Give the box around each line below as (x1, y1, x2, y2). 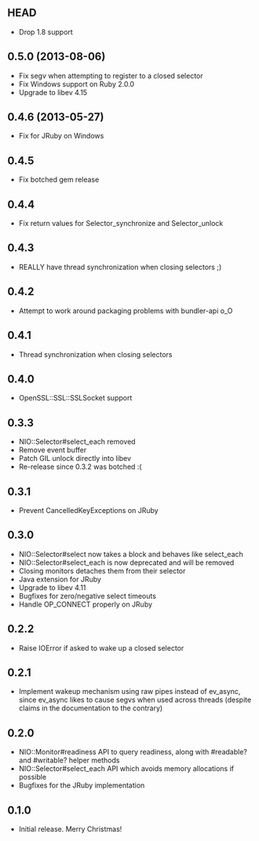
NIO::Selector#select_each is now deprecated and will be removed (18, 558, 235, 567)
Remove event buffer (18, 445, 87, 455)
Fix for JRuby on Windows (18, 131, 104, 141)
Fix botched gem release (18, 175, 100, 184)
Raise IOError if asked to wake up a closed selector (18, 643, 184, 652)
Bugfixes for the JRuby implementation (18, 780, 145, 790)
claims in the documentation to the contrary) (18, 703, 163, 713)
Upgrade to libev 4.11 (18, 582, 86, 592)
